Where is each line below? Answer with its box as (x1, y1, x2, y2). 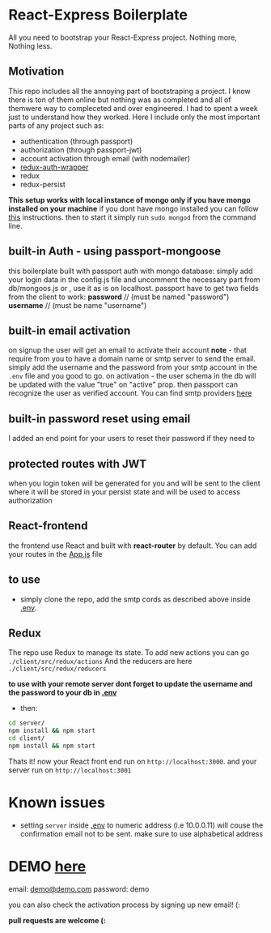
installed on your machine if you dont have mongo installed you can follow (8, 203, 259, 213)
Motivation (8, 65, 65, 79)
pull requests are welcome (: (8, 915, 107, 925)
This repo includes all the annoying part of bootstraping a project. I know (8, 86, 251, 96)
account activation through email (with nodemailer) (19, 153, 191, 163)
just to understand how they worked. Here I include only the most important (8, 112, 260, 122)
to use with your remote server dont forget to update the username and (8, 679, 253, 689)
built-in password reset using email (8, 412, 191, 426)
